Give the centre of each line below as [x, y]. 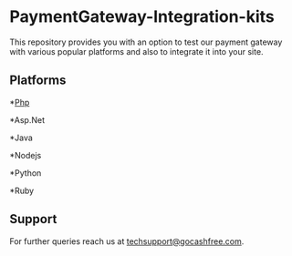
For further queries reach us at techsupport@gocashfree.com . [127, 241]
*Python [26, 173]
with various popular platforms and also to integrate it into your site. [136, 51]
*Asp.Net [27, 119]
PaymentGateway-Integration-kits [142, 17]
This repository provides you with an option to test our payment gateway [146, 42]
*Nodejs [26, 155]
